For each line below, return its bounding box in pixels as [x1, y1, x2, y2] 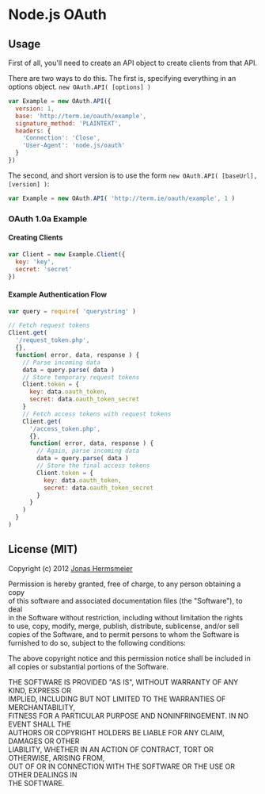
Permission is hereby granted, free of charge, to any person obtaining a [8, 579, 241, 589]
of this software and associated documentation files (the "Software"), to [8, 596, 243, 605]
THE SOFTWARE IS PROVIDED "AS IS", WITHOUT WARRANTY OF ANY [8, 677, 239, 687]
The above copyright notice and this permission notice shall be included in [8, 653, 251, 663]
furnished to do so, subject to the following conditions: [8, 638, 186, 647]
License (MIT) [8, 543, 78, 556]
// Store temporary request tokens [22, 373, 140, 382]
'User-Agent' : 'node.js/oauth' [22, 141, 126, 150]
